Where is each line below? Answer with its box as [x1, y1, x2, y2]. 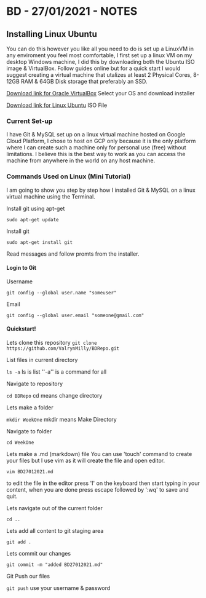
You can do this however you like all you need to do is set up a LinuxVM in [6, 45, 194, 52]
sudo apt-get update [6, 216, 60, 222]
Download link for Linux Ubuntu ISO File [6, 101, 108, 109]
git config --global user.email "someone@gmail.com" [6, 312, 145, 318]
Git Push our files [6, 573, 50, 580]
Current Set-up [6, 117, 53, 125]
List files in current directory [6, 356, 78, 363]
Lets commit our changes [6, 550, 71, 557]
